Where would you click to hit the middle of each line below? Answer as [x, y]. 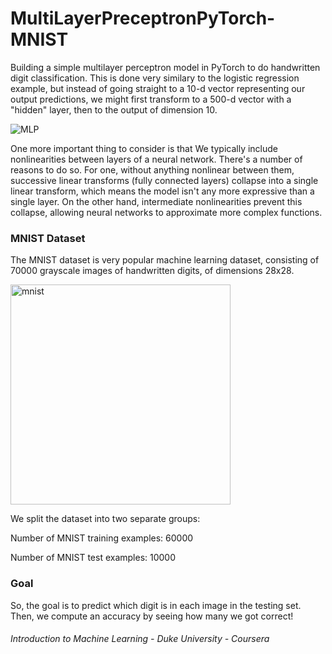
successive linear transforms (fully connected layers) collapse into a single [164, 180]
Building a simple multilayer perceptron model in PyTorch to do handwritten [165, 67]
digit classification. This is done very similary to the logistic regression [155, 78]
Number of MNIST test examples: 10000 [93, 558]
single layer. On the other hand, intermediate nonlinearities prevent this [156, 201]
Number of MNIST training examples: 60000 [102, 538]
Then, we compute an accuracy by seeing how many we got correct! [152, 616]
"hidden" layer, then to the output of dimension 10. [114, 109]
